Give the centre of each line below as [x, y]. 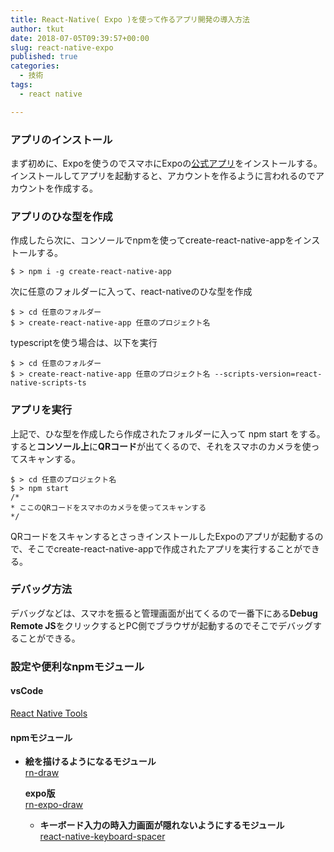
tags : [21, 85]
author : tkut [37, 29]
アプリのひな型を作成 [61, 216]
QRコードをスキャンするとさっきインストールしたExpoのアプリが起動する [162, 536]
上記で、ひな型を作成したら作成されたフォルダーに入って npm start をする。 [168, 433]
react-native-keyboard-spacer [102, 837]
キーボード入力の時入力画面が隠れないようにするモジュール [162, 825]
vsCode [27, 691]
